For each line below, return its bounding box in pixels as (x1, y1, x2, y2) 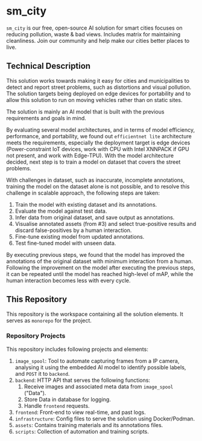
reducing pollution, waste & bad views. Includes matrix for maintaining (6, 30, 181, 37)
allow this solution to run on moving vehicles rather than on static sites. (6, 96, 183, 103)
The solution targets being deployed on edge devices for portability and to (6, 89, 191, 97)
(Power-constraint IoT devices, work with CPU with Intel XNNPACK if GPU (6, 145, 189, 152)
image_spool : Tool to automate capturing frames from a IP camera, (14, 357, 180, 364)
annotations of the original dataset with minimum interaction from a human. (6, 257, 193, 265)
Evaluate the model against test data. (14, 207, 107, 214)
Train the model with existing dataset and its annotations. (14, 201, 157, 208)
